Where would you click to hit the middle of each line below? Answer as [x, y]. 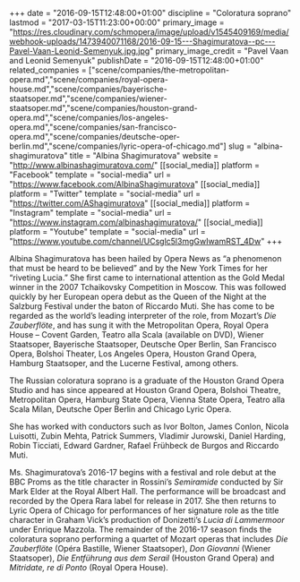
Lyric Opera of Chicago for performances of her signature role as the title [144, 510]
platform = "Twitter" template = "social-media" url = [105, 193]
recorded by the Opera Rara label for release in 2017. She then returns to [143, 501]
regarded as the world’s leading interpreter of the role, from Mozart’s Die [143, 316]
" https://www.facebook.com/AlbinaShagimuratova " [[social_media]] [135, 184]
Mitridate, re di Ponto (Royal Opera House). [89, 567]
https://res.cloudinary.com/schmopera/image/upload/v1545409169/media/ [151, 32]
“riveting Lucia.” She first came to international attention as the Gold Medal [147, 278]
